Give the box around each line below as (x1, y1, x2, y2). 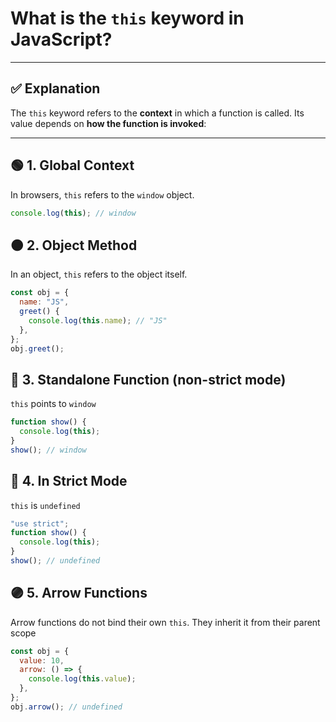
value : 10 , (19, 655, 65, 666)
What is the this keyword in (10, 7, 245, 30)
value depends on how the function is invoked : (10, 117, 207, 129)
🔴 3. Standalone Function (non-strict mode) (10, 371, 287, 388)
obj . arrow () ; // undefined (10, 702, 123, 712)
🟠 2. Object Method (10, 237, 138, 254)
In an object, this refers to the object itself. (10, 268, 188, 281)
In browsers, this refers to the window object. (10, 188, 195, 201)
